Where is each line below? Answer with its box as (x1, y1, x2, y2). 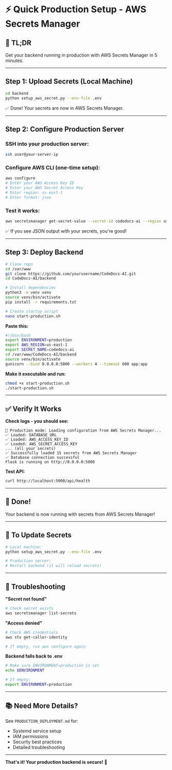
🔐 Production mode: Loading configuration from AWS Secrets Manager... (5, 428, 161, 434)
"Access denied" (5, 619, 42, 626)
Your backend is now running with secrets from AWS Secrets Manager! (5, 511, 155, 517)
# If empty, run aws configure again (5, 644, 86, 649)
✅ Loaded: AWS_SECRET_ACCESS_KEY (5, 442, 78, 447)
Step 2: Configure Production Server (5, 125, 124, 134)
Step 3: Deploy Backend (5, 248, 83, 257)
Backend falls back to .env (5, 653, 63, 660)
